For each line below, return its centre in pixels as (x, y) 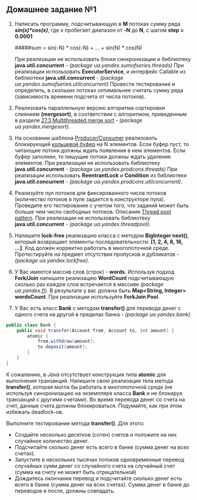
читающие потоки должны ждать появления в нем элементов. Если (100, 150)
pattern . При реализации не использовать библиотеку (82, 218)
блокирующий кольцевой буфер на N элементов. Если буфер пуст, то (102, 144)
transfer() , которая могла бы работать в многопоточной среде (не (89, 387)
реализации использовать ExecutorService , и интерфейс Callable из (100, 71)
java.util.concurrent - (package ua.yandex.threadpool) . (83, 224)
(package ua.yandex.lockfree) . (52, 260)
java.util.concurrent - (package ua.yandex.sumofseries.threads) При (99, 65)
